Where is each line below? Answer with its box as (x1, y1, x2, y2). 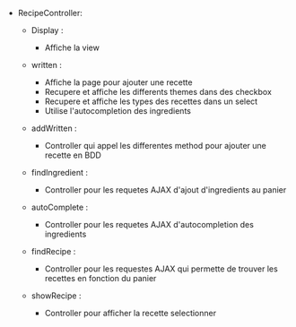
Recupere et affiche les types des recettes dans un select (44, 96, 258, 107)
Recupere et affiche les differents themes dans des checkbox (44, 87, 272, 97)
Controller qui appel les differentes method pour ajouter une (44, 141, 267, 151)
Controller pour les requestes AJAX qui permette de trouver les (44, 263, 278, 274)
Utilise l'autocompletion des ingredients (44, 106, 191, 116)
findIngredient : (30, 168, 88, 177)
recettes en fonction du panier (44, 273, 157, 283)
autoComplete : (30, 202, 89, 212)
